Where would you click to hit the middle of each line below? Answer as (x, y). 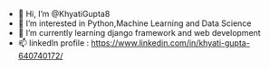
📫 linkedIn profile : (53, 43)
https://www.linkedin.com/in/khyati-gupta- (170, 43)
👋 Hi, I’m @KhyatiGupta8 (64, 14)
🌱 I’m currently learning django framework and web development (139, 33)
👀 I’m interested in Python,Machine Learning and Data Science (135, 23)
